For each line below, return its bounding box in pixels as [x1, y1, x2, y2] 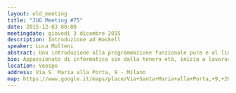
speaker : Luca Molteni [7, 43, 74, 50]
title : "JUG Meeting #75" [7, 17, 83, 24]
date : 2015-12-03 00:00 [7, 23, 77, 30]
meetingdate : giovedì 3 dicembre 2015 [7, 29, 121, 37]
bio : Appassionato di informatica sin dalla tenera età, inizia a [7, 56, 206, 63]
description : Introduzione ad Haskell [7, 36, 121, 43]
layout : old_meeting [7, 10, 68, 17]
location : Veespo [7, 62, 58, 69]
